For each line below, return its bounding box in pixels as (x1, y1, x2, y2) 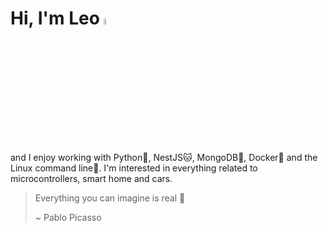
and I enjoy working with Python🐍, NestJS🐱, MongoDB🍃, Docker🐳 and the (10, 152, 318, 164)
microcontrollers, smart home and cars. (10, 173, 173, 185)
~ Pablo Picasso (34, 212, 102, 224)
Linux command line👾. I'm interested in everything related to (10, 162, 258, 174)
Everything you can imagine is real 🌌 (34, 192, 186, 204)
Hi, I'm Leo (10, 7, 100, 30)
